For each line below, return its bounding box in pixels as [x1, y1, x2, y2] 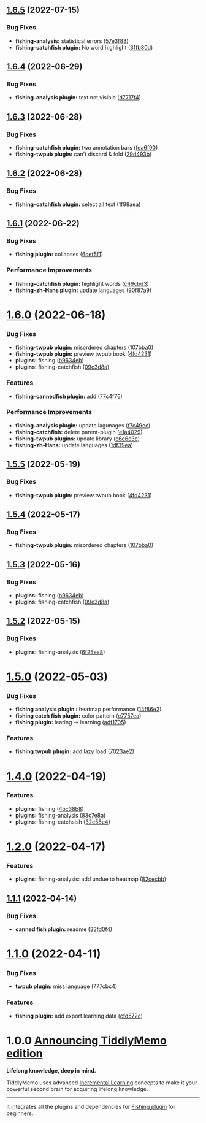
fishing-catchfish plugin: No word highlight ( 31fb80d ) [15, 44, 153, 51]
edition [6, 1046, 43, 1060]
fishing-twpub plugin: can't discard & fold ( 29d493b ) [15, 150, 152, 158]
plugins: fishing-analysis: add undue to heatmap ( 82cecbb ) [15, 875, 167, 883]
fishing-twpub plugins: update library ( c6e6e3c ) [15, 435, 140, 442]
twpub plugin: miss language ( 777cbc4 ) [15, 983, 118, 990]
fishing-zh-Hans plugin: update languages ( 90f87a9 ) [15, 286, 152, 294]
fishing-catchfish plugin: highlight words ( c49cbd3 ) [15, 280, 149, 287]
